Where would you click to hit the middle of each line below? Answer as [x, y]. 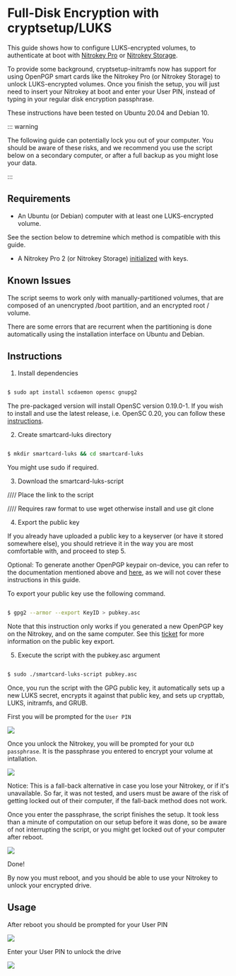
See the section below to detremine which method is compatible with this [114, 237]
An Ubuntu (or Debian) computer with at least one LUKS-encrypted [116, 216]
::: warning [23, 126]
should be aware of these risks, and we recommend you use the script [110, 147]
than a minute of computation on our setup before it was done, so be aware [117, 822]
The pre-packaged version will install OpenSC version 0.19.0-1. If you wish [116, 406]
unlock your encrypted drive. [49, 885]
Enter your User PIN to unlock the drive [64, 951]
